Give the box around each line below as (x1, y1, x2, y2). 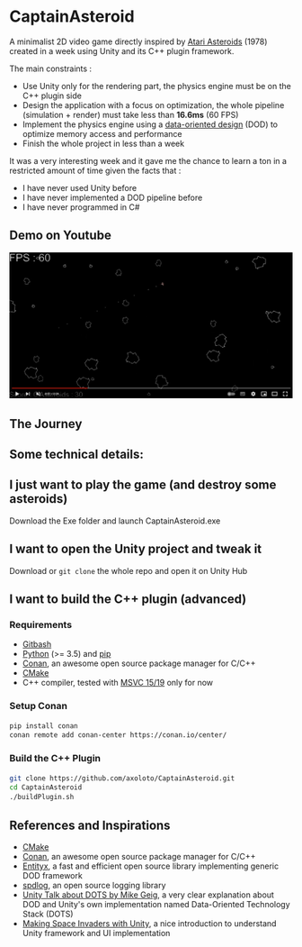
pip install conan (9, 721, 78, 731)
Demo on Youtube (9, 228, 112, 243)
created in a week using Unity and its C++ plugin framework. (9, 45, 235, 56)
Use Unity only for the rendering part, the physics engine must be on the (22, 80, 292, 91)
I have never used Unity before (22, 182, 138, 193)
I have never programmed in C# (22, 201, 140, 213)
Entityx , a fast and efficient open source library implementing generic (22, 860, 280, 871)
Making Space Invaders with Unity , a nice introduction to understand (22, 918, 277, 929)
